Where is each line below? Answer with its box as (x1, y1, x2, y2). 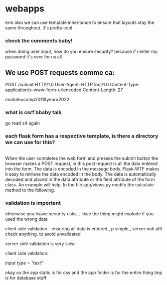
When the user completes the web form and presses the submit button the (5, 155, 159, 161)
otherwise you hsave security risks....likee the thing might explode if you (5, 211, 154, 217)
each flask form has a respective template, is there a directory (5, 133, 159, 140)
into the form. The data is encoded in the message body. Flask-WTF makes (5, 165, 160, 172)
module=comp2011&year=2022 (5, 97, 70, 103)
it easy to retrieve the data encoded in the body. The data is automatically (5, 171, 157, 177)
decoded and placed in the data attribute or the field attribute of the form (5, 176, 155, 182)
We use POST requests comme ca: (5, 68, 115, 77)
